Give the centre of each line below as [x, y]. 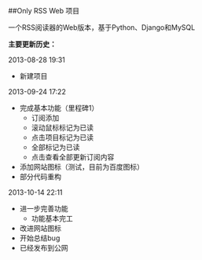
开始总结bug [40, 238]
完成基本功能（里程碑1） [59, 108]
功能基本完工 [52, 218]
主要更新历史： [32, 44]
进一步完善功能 [44, 209]
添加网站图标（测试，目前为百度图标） [81, 167]
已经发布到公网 [44, 248]
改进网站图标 [40, 228]
